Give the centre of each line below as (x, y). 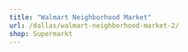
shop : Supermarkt (41, 33)
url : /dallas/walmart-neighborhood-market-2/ (94, 26)
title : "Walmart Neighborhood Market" (80, 17)
